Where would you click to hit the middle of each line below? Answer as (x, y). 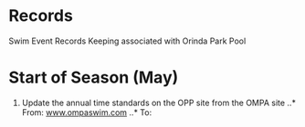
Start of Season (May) (94, 78)
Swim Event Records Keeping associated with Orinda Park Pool (127, 41)
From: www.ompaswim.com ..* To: (87, 112)
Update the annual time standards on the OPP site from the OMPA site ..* (158, 103)
